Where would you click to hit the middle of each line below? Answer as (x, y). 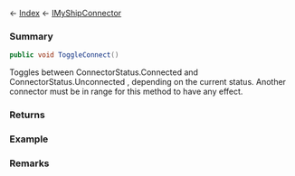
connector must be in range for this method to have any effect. (126, 92)
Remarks (29, 163)
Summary (32, 36)
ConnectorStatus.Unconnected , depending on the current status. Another (148, 82)
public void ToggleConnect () (64, 55)
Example (29, 139)
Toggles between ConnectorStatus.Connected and (104, 72)
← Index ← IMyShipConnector (66, 13)
